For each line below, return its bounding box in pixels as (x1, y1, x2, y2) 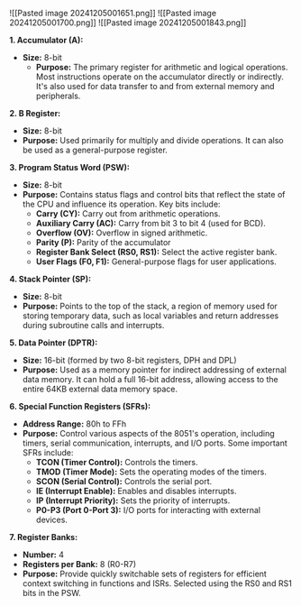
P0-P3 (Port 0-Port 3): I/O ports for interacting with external (35, 505, 261, 515)
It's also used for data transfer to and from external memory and (35, 81, 275, 91)
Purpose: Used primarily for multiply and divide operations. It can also (22, 135, 284, 145)
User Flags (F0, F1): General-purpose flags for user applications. (35, 256, 277, 267)
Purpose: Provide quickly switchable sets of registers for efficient (22, 568, 268, 579)
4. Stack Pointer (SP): (9, 274, 92, 284)
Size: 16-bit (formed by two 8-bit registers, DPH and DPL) (22, 355, 237, 365)
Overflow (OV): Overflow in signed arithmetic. (35, 227, 208, 238)
